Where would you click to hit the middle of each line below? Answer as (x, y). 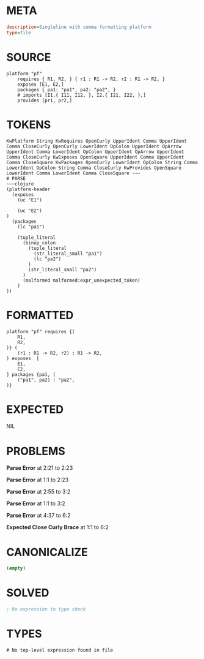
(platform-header (28, 189)
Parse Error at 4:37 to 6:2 (39, 516)
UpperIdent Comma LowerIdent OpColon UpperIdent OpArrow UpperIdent (95, 152)
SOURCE (29, 57)
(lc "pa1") (31, 227)
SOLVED (28, 593)
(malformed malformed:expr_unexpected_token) (81, 280)
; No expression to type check (46, 609)
